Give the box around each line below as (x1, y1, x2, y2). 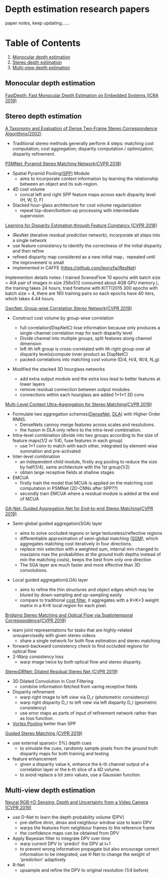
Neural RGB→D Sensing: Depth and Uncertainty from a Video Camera (5, 799, 149, 805)
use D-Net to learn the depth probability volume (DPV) (12, 814, 125, 820)
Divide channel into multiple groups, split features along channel (19, 335, 152, 341)
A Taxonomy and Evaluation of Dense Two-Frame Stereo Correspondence (5, 125, 158, 131)
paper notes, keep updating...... (5, 20, 70, 26)
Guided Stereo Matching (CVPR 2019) (5, 730, 83, 736)
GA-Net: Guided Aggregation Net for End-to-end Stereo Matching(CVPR (5, 505, 154, 511)
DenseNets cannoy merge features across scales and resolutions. (19, 422, 156, 428)
